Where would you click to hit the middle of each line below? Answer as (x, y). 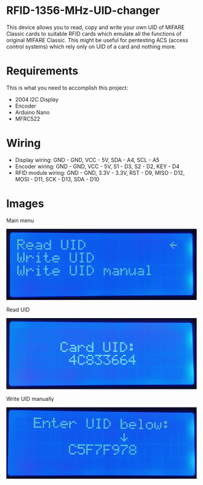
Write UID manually (30, 399)
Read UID (18, 310)
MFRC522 (27, 119)
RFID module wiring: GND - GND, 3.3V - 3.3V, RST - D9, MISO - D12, (100, 172)
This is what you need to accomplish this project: (67, 88)
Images (25, 204)
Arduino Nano (32, 112)
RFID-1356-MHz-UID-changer (83, 11)
